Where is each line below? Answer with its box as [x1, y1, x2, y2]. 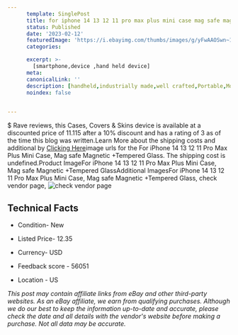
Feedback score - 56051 [17, 261, 89, 270]
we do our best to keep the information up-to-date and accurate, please [7, 304, 219, 312]
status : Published [25, 23, 81, 30]
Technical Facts [7, 202, 79, 214]
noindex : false [25, 89, 72, 96]
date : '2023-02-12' [25, 30, 84, 38]
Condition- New [17, 220, 64, 229]
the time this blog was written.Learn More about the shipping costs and [7, 136, 216, 145]
